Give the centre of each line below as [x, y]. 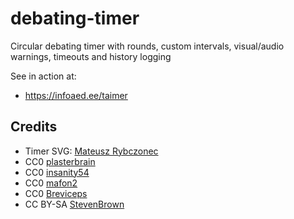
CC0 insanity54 [57, 172]
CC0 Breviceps [56, 193]
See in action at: [43, 76]
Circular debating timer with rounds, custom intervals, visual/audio [147, 46]
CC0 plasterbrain [60, 161]
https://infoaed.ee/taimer [76, 95]
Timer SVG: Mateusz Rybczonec [91, 151]
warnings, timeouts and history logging [91, 56]
